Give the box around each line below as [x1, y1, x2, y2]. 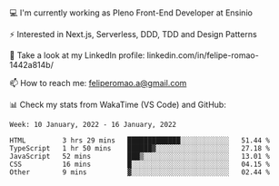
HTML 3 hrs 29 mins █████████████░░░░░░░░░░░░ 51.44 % [9, 136, 271, 145]
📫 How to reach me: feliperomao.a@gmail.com [9, 78, 187, 88]
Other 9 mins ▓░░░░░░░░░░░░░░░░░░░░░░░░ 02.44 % [9, 168, 271, 177]
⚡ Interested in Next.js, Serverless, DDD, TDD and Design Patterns [9, 29, 257, 39]
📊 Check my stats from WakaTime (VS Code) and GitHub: [9, 99, 227, 110]
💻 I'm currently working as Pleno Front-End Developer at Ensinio [9, 7, 253, 18]
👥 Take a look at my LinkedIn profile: [9, 50, 145, 61]
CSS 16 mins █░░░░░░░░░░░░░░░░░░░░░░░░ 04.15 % [9, 160, 271, 169]
